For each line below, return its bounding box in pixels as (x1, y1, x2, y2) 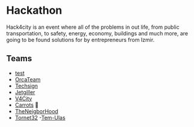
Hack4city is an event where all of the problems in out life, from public (6, 23, 180, 31)
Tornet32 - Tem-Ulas (14, 114, 66, 121)
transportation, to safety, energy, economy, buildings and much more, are (6, 29, 188, 37)
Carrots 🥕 (14, 101, 39, 108)
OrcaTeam (14, 75, 41, 83)
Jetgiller (14, 88, 35, 96)
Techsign (14, 82, 38, 89)
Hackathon (6, 4, 62, 17)
